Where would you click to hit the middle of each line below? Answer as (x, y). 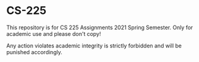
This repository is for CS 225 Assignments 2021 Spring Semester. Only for (100, 27)
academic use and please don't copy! (54, 33)
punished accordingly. (34, 52)
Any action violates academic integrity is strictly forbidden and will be (94, 46)
